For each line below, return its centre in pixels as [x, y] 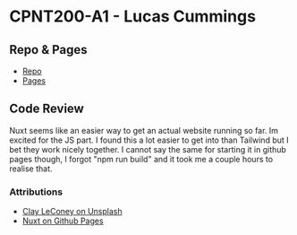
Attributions [36, 192]
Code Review [47, 109]
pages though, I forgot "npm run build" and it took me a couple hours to [141, 159]
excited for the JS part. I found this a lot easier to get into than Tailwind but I [149, 140]
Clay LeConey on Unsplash [72, 212]
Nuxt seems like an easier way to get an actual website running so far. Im [144, 130]
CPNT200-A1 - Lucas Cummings [133, 17]
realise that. [31, 169]
